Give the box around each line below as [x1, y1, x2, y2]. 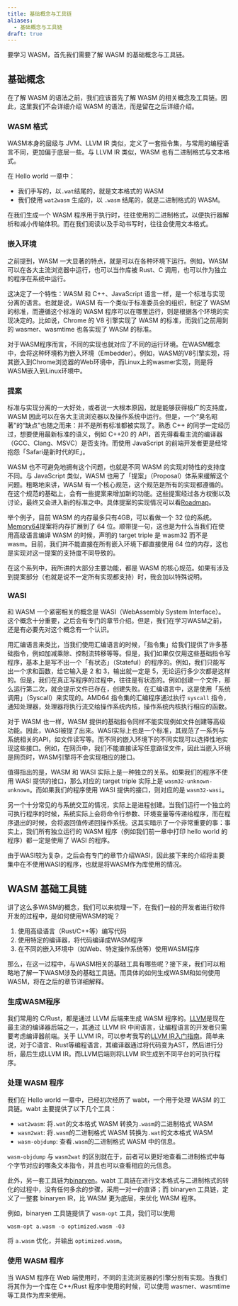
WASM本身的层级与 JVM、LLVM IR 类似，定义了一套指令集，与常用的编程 [7, 139, 223, 147]
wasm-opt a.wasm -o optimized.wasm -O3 [7, 1223, 125, 1230]
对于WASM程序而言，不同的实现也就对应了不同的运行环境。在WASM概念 [7, 339, 221, 348]
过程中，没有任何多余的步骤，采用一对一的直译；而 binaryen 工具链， [19, 1185, 223, 1193]
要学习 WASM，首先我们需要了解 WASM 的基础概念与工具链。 [7, 50, 189, 59]
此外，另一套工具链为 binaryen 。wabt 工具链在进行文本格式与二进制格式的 [7, 1176, 223, 1184]
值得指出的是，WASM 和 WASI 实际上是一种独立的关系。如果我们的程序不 [7, 768, 222, 777]
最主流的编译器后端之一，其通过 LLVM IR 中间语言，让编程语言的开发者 [7, 1023, 215, 1032]
